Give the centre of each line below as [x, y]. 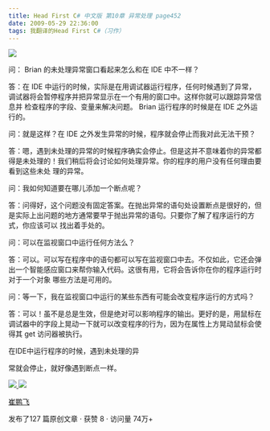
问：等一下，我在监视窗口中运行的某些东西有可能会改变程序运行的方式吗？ [131, 297]
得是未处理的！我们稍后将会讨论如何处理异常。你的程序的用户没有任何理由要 [135, 161]
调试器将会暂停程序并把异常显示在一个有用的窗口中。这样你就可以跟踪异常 [131, 96]
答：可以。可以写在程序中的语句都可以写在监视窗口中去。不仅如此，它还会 [131, 260]
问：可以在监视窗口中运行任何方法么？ [72, 243]
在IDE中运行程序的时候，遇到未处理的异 [74, 351]
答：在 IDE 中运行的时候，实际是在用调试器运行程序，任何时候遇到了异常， [132, 87]
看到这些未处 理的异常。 [48, 171]
